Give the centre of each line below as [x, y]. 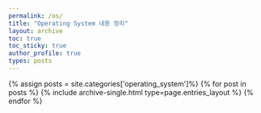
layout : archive [36, 31]
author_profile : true [45, 53]
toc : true [25, 38]
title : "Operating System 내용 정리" [69, 23]
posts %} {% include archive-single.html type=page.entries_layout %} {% [131, 92]
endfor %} [25, 101]
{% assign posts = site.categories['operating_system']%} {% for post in [127, 84]
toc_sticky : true [38, 46]
